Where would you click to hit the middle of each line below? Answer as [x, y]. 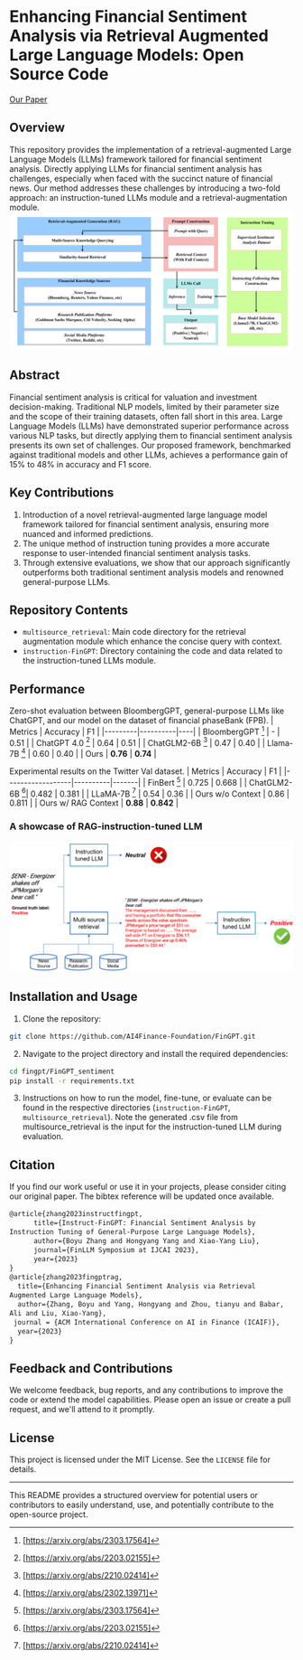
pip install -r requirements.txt [72, 1081]
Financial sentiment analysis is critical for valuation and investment [133, 397]
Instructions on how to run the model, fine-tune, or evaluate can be [147, 1098]
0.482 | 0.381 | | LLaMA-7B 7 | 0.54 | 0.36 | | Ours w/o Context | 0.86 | [160, 793]
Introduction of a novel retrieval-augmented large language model [145, 514]
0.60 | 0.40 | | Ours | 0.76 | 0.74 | [95, 754]
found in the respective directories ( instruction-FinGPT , [126, 1108]
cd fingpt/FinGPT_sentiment [62, 1071]
